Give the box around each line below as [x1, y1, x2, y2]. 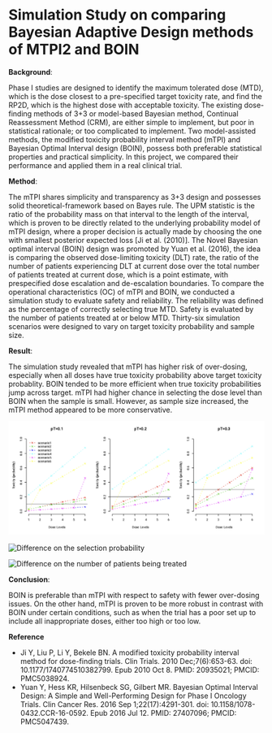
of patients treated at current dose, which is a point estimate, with [8, 270, 229, 280]
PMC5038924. [19, 673, 70, 683]
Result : [8, 345, 33, 355]
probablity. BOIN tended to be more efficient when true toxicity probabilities [8, 379, 261, 388]
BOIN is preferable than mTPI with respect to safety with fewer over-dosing [8, 590, 260, 600]
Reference [8, 631, 45, 641]
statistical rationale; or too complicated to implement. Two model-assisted [8, 126, 257, 136]
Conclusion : [8, 575, 50, 584]
